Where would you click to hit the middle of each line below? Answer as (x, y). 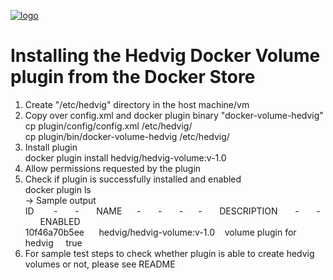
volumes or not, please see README (100, 264)
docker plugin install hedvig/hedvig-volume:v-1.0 (125, 157)
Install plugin (51, 147)
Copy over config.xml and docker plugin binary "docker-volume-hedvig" (174, 115)
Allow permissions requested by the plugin (113, 168)
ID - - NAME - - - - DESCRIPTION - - (172, 211)
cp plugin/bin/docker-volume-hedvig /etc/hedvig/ (127, 136)
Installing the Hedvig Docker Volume (165, 56)
